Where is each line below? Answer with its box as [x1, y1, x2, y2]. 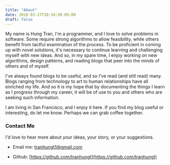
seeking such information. [5, 94, 60, 101]
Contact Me [5, 122, 35, 129]
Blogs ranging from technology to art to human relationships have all [5, 78, 149, 84]
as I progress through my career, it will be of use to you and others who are [5, 89, 162, 95]
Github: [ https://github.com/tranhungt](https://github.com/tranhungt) [12, 153, 157, 160]
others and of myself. [5, 63, 50, 69]
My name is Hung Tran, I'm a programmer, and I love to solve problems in [5, 31, 159, 37]
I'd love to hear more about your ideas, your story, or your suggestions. [5, 134, 154, 140]
